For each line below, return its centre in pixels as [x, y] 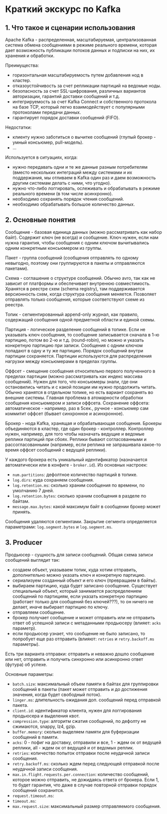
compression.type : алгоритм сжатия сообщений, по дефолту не [79, 721]
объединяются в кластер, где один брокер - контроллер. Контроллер [80, 429]
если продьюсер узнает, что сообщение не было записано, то [79, 633]
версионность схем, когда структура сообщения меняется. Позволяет [81, 294]
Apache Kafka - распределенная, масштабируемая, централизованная [81, 40]
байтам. [21, 501]
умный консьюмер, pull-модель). [48, 142]
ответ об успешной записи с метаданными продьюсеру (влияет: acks [86, 623]
